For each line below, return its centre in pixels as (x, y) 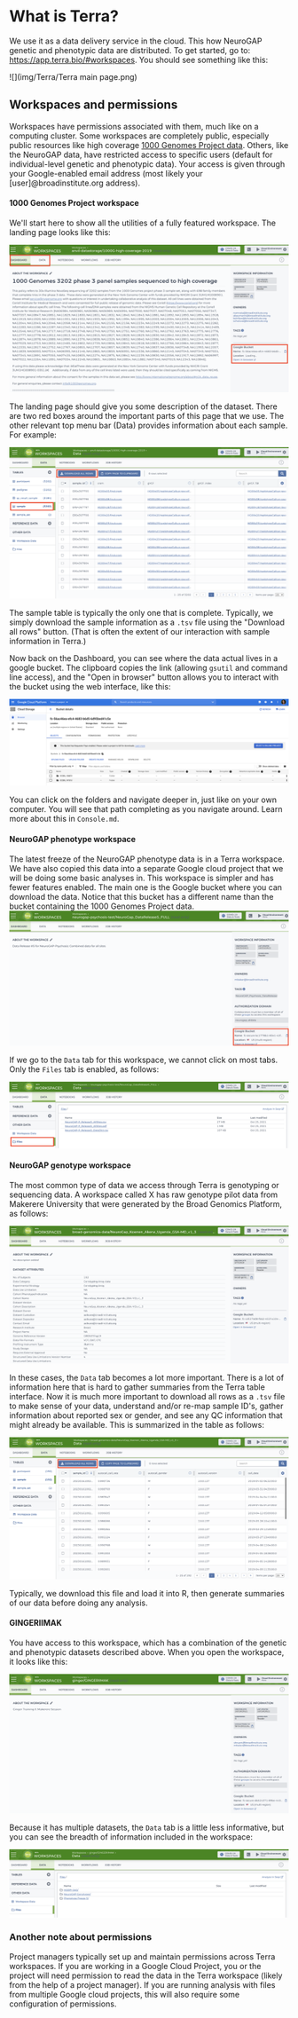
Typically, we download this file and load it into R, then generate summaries (147, 1593)
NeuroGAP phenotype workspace (72, 839)
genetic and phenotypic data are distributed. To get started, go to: (130, 50)
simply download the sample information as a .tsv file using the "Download (147, 622)
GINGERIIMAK (35, 1623)
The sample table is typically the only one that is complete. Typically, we (141, 612)
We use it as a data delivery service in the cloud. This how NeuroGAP (136, 41)
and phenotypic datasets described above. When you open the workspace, (147, 1651)
